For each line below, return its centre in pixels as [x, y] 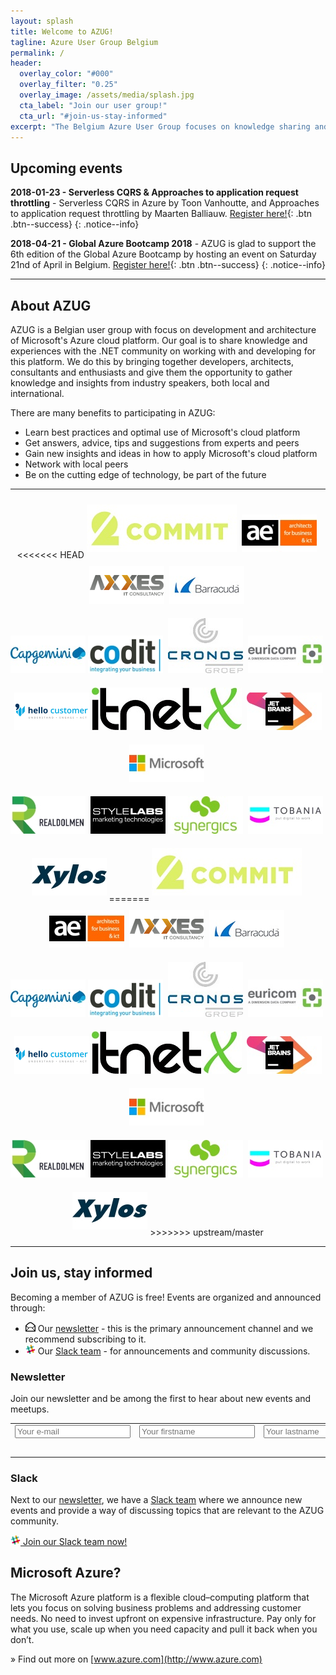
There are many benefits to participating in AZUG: [113, 413]
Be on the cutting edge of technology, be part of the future [145, 474]
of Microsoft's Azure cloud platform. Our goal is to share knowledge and [159, 340]
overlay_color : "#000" [66, 74]
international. [37, 393]
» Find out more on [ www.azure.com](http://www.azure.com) [136, 1659]
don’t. [22, 1639]
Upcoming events [66, 168]
